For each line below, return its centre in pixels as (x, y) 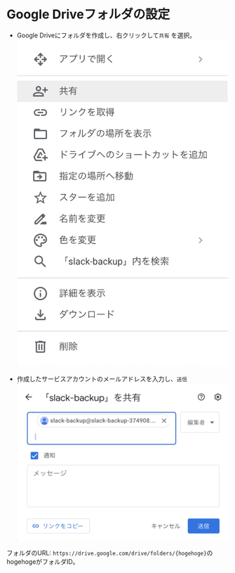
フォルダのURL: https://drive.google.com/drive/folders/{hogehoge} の (110, 553)
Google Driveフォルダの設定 (88, 14)
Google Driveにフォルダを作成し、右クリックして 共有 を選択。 (106, 35)
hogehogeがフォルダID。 (43, 562)
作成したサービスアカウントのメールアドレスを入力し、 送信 (102, 379)
